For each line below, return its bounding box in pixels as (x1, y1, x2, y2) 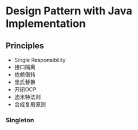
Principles (5, 41, 44, 51)
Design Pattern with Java (5, 4, 133, 18)
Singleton (5, 116, 34, 124)
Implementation (5, 17, 86, 30)
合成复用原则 (14, 101, 46, 108)
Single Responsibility (14, 57, 66, 63)
